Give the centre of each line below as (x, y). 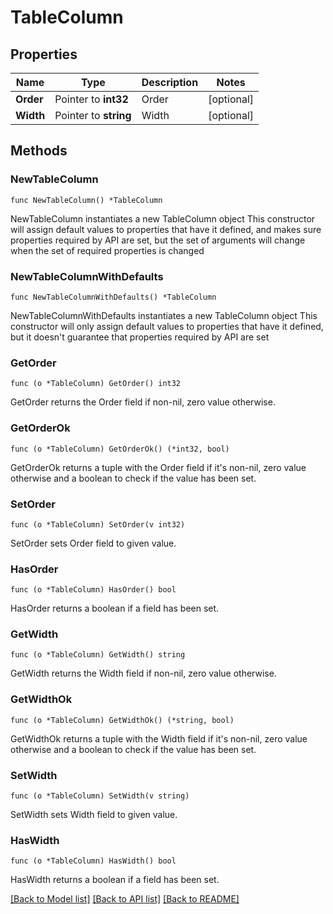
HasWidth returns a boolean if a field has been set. (115, 880)
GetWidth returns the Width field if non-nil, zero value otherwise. (143, 673)
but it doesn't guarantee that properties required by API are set (140, 337)
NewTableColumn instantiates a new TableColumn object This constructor (163, 218)
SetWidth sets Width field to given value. (94, 815)
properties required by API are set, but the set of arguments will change (158, 240)
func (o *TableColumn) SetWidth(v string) (100, 796)
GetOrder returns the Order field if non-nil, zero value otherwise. (143, 402)
